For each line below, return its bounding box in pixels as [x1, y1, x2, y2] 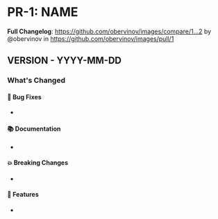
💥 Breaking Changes [7, 159, 69, 167]
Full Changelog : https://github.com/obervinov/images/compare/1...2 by [7, 27, 212, 35]
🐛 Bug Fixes [7, 92, 42, 101]
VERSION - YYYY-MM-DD [7, 55, 121, 67]
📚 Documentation [7, 124, 61, 133]
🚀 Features [7, 190, 40, 199]
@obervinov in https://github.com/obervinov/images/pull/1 [7, 34, 174, 42]
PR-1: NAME [7, 4, 78, 20]
